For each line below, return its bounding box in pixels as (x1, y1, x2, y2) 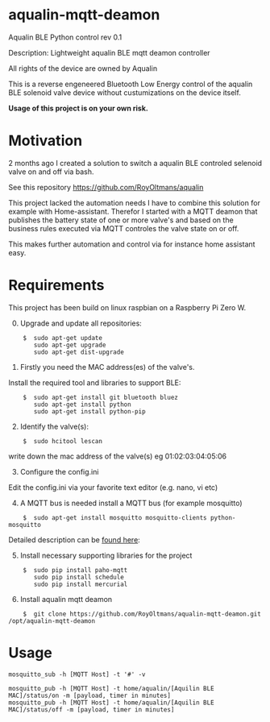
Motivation (8, 131, 83, 150)
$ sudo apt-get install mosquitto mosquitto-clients (23, 513, 207, 521)
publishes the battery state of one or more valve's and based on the (8, 215, 234, 225)
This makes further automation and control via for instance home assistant (8, 239, 255, 249)
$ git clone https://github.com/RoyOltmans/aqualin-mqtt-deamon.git (23, 610, 262, 618)
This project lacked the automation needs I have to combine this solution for (8, 197, 260, 207)
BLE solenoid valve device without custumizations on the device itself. (8, 87, 242, 98)
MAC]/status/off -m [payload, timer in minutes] (8, 705, 175, 714)
